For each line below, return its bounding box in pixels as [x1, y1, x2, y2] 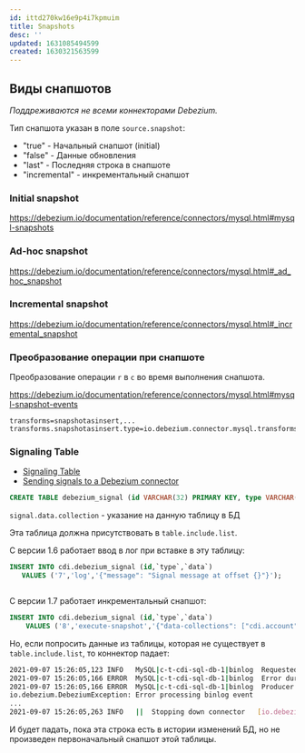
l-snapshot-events [9, 399, 79, 410]
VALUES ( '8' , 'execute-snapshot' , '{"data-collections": [25, 621, 238, 630]
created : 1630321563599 [9, 47, 100, 56]
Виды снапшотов [9, 81, 112, 96]
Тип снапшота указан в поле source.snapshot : [9, 122, 186, 133]
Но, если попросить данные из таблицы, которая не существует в [9, 638, 266, 648]
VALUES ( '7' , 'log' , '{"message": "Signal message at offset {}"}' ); [21, 571, 282, 580]
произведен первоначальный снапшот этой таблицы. [9, 734, 217, 745]
